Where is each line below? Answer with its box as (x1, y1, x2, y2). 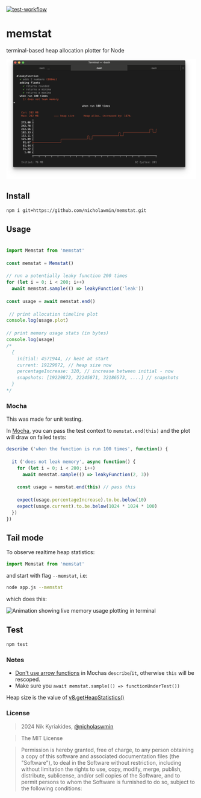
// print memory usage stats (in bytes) (6, 330, 110, 336)
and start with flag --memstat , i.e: (6, 572, 88, 579)
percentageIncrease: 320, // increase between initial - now (17, 368, 173, 374)
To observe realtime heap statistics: (6, 549, 95, 556)
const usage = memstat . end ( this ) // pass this (17, 484, 136, 490)
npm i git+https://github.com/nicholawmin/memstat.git (6, 208, 147, 214)
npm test (6, 642, 28, 648)
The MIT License (20, 734, 63, 742)
